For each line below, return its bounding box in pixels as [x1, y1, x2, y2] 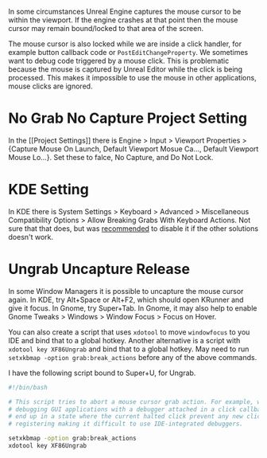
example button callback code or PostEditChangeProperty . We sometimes [8, 48, 249, 57]
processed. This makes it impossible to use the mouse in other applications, [8, 73, 257, 82]
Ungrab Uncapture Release [8, 260, 191, 278]
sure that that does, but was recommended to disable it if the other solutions [8, 223, 259, 233]
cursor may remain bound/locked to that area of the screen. [8, 24, 204, 33]
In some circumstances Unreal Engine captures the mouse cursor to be [8, 7, 242, 16]
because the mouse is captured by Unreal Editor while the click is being [8, 65, 243, 74]
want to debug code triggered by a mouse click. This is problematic [8, 56, 230, 65]
